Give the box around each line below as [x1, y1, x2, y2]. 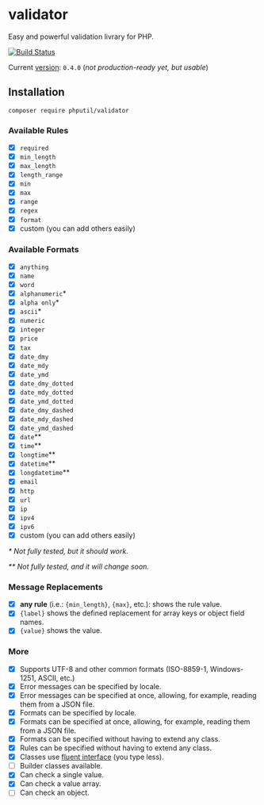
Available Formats [8, 243, 79, 255]
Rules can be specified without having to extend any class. [19, 743, 212, 753]
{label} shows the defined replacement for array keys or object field [19, 608, 245, 618]
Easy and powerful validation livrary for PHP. [8, 32, 155, 41]
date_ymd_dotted [19, 397, 74, 405]
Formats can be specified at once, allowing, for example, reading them [19, 716, 251, 726]
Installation [8, 86, 65, 99]
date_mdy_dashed [19, 416, 74, 424]
